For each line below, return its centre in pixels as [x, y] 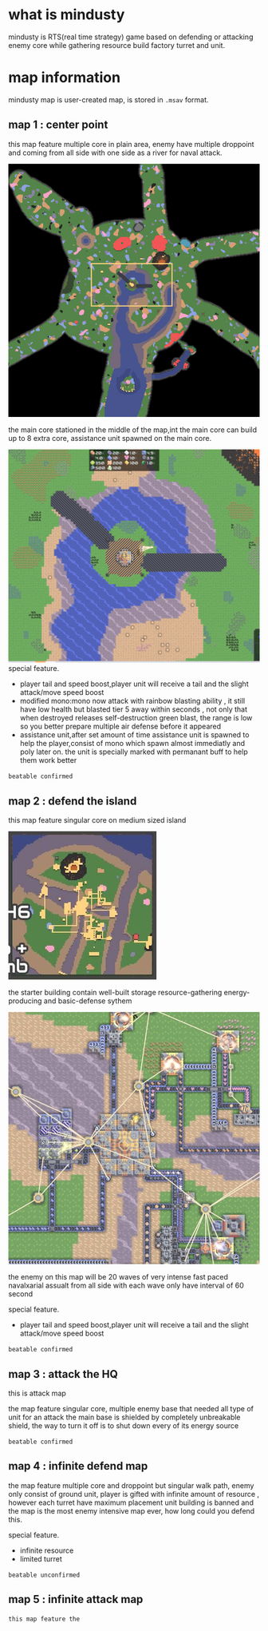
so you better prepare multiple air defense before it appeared [120, 726]
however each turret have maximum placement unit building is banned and [131, 1502]
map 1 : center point [58, 125]
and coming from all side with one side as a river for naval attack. [115, 153]
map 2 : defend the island [73, 801]
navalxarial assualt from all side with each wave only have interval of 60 [126, 1286]
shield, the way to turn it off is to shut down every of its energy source [124, 1426]
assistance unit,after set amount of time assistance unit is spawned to [134, 735]
